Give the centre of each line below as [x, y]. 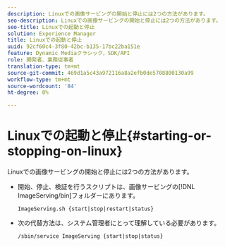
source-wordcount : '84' [42, 86]
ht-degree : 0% [28, 92]
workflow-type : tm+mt [39, 79]
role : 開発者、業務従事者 [41, 60]
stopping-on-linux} [65, 151]
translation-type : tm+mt [44, 66]
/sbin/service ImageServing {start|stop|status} [90, 236]
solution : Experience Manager [52, 34]
